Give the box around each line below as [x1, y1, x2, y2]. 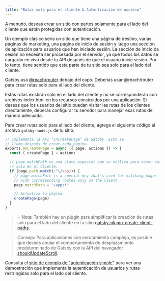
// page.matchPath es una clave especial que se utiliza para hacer [9, 160, 153, 164]
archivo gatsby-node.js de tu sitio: [5, 127, 75, 133]
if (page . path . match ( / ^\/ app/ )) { [9, 168, 80, 173]
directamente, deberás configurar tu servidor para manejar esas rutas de [5, 107, 153, 113]
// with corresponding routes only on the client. [14, 178, 120, 183]
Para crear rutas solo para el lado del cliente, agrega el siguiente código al [5, 122, 156, 128]
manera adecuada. [5, 112, 43, 119]
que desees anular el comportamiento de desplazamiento [17, 240, 134, 245]
